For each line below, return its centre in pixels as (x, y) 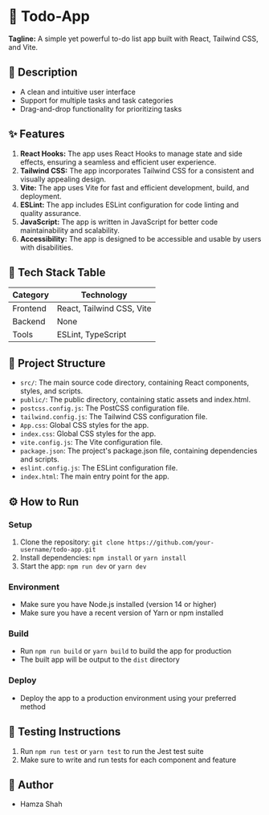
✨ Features (37, 134)
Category (31, 295)
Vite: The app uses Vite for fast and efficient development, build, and (134, 187)
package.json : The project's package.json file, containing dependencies (139, 451)
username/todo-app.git (58, 549)
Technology (104, 295)
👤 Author (31, 785)
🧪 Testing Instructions (65, 732)
